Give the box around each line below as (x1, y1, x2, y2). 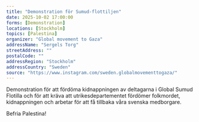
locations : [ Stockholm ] (6, 25, 66, 32)
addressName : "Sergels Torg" (6, 42, 79, 48)
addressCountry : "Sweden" (6, 64, 71, 70)
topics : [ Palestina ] (6, 31, 58, 37)
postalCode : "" (6, 53, 44, 59)
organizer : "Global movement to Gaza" (6, 36, 103, 42)
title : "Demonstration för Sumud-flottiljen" (6, 8, 121, 15)
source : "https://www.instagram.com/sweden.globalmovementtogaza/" (6, 70, 178, 76)
